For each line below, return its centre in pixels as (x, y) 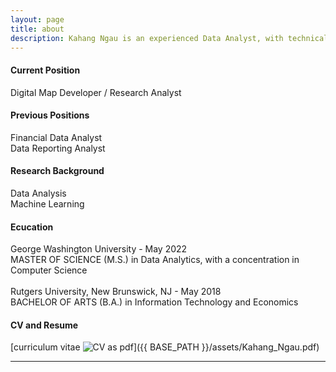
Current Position (45, 70)
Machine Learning (47, 203)
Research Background (57, 171)
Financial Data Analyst (56, 137)
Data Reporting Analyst (58, 148)
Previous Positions (50, 115)
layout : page (37, 19)
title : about (37, 29)
